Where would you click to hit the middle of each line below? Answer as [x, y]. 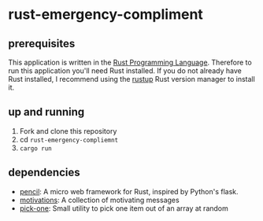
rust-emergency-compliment [106, 15]
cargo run [36, 148]
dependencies [44, 173]
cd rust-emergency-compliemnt [69, 139]
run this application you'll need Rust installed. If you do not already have [125, 71]
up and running [46, 112]
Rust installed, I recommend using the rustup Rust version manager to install [132, 79]
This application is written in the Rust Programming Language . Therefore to [130, 62]
